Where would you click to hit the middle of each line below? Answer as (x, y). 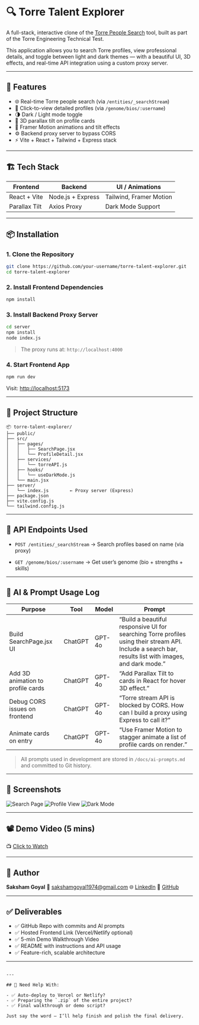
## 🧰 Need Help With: (33, 985)
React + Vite (26, 197)
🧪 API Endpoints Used (47, 530)
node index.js (24, 338)
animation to (26, 681)
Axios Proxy (65, 206)
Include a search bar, (149, 649)
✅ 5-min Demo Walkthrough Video (57, 939)
